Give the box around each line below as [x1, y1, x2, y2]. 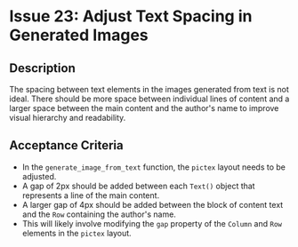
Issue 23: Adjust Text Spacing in [9, 6, 253, 27]
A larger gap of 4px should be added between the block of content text [21, 199, 284, 210]
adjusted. [21, 171, 57, 181]
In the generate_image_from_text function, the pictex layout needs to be [21, 162, 286, 172]
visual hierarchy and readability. [9, 113, 126, 123]
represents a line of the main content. [21, 189, 160, 201]
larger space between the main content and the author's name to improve [9, 103, 279, 113]
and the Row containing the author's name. [21, 209, 176, 219]
